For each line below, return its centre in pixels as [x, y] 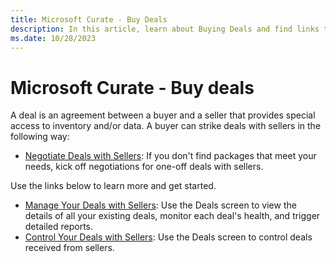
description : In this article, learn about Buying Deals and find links [165, 29]
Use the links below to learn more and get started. [113, 186]
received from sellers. [69, 248]
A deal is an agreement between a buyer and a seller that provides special [163, 115]
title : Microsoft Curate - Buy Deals [89, 19]
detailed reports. [59, 227]
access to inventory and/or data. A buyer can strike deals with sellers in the [166, 126]
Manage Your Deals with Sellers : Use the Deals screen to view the [160, 205]
